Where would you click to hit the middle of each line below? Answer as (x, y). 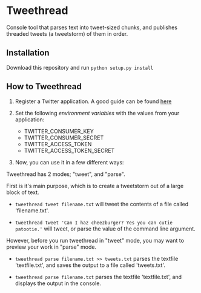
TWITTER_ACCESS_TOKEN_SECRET (69, 150)
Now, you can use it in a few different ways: (69, 162)
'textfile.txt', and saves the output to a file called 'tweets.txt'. (90, 265)
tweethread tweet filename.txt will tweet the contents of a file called (102, 204)
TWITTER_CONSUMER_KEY (59, 131)
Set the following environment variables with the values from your (97, 113)
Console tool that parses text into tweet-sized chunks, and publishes (92, 27)
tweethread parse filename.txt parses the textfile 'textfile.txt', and (98, 277)
